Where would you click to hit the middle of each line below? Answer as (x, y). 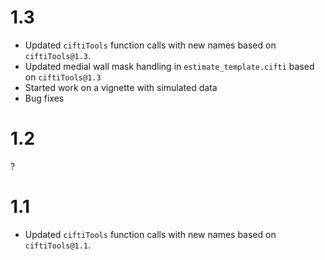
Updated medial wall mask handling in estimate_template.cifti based (169, 66)
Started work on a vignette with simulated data (121, 87)
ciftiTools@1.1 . (58, 245)
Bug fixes (44, 98)
